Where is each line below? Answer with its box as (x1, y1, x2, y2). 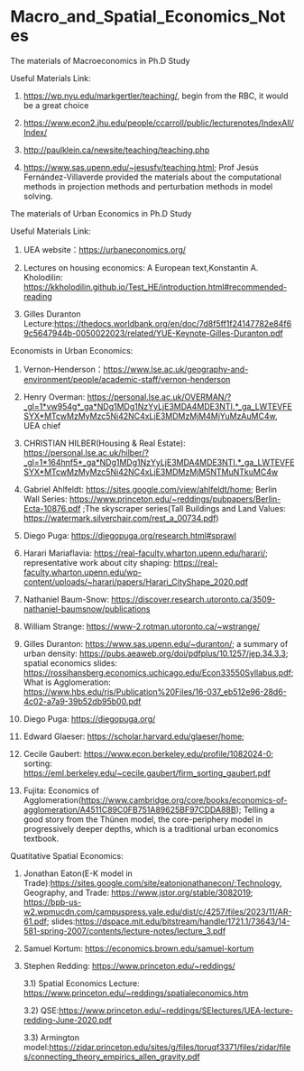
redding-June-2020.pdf (23, 1014, 112, 1025)
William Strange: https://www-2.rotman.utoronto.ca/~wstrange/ (23, 621, 261, 632)
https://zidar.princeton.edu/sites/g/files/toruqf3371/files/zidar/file (49, 1041, 291, 1052)
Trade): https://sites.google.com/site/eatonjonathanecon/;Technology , (23, 877, 282, 888)
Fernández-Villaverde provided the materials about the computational (23, 171, 282, 182)
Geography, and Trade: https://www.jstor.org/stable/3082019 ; (23, 887, 253, 898)
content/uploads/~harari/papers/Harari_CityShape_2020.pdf (23, 576, 249, 587)
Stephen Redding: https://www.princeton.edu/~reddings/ (23, 960, 235, 971)
